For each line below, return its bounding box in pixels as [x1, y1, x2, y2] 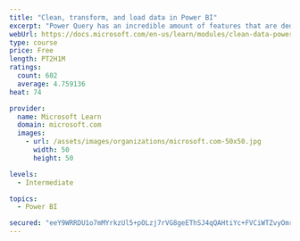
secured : [9, 219, 42, 228]
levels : [9, 170, 38, 179]
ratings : [9, 63, 42, 72]
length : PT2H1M [9, 54, 66, 63]
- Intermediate [17, 178, 74, 187]
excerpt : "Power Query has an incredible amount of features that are [9, 21, 278, 30]
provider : [9, 104, 46, 112]
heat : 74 [9, 87, 42, 96]
